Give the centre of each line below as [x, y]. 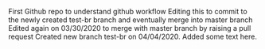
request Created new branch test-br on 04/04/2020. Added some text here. [132, 36]
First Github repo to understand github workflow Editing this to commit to [128, 11]
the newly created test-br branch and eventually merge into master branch [131, 20]
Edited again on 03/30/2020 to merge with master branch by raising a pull [130, 28]
